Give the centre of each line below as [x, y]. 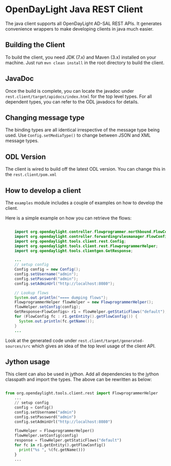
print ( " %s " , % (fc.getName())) [52, 450]
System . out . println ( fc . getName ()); [56, 321]
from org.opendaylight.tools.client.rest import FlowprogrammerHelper [82, 393]
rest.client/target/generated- [111, 341]
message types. [22, 141]
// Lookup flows [32, 293]
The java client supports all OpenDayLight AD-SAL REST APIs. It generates [83, 23]
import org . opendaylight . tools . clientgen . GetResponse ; [74, 251]
